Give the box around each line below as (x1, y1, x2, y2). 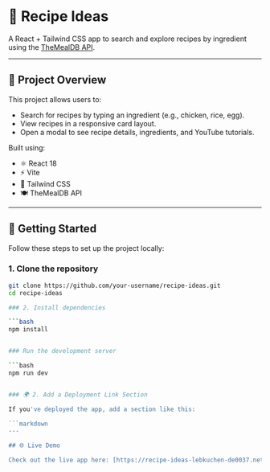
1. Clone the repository (8, 263, 99, 274)
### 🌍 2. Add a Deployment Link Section (8, 390, 148, 399)
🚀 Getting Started (8, 222, 97, 236)
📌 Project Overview (8, 73, 107, 87)
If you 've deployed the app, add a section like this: (8, 405, 196, 413)
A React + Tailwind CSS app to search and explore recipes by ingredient (8, 34, 247, 43)
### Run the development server (8, 347, 117, 355)
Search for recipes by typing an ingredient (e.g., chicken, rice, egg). (19, 110, 245, 120)
